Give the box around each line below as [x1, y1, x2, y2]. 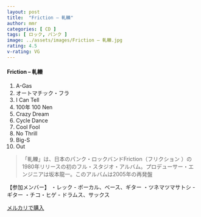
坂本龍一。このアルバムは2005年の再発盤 [48, 170, 153, 177]
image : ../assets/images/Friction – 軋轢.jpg [7, 37, 122, 43]
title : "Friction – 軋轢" [7, 15, 74, 21]
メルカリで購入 [7, 204, 44, 211]
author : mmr [7, 20, 37, 26]
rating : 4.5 [7, 43, 37, 49]
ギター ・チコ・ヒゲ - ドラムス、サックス [7, 191, 110, 198]
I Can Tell [15, 96, 40, 104]
